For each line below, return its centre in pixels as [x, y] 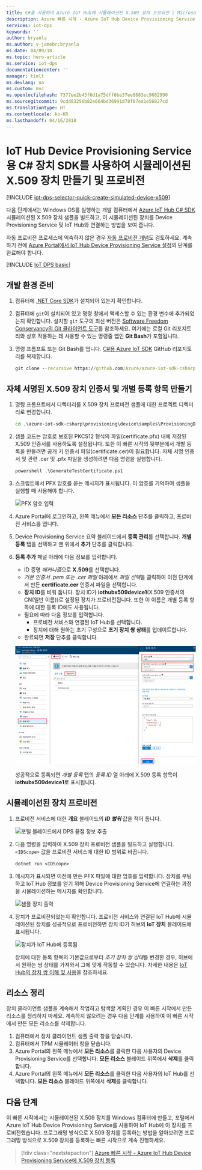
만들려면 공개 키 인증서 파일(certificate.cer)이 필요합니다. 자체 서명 [105, 451]
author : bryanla [26, 38]
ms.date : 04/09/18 [29, 51]
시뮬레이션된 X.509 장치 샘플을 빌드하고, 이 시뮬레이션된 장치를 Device [90, 218]
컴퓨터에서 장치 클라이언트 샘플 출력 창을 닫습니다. [73, 1036]
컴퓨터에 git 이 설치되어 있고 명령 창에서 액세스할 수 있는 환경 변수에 [94, 314]
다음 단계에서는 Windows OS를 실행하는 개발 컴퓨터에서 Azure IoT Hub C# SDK [101, 210]
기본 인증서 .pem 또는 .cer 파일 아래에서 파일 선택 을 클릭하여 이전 [100, 577]
